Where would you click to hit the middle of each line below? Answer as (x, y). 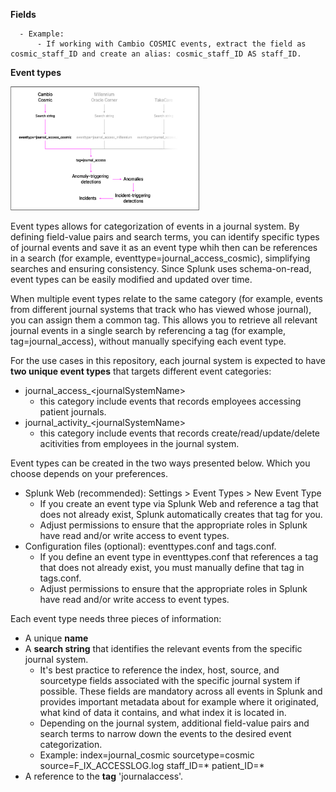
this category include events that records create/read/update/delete (179, 433)
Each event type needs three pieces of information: (116, 618)
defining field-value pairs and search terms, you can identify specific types (165, 236)
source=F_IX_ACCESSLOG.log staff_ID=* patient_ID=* (152, 765)
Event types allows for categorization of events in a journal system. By (155, 226)
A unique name (56, 638)
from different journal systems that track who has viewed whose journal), (161, 309)
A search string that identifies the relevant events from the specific (163, 648)
